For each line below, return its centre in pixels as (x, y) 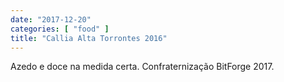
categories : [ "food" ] (60, 29)
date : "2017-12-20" (51, 19)
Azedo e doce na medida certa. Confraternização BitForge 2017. (142, 67)
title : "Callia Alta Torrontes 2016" (89, 38)
